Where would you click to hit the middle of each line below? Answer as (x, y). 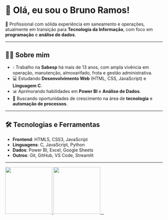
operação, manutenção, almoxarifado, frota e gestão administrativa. (82, 72)
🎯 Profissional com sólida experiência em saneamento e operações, (75, 24)
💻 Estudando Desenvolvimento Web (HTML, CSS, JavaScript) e (79, 78)
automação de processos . (40, 103)
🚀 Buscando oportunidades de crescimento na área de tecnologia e (82, 98)
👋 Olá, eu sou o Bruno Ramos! (67, 10)
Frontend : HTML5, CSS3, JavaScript (50, 139)
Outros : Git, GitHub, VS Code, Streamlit (53, 155)
